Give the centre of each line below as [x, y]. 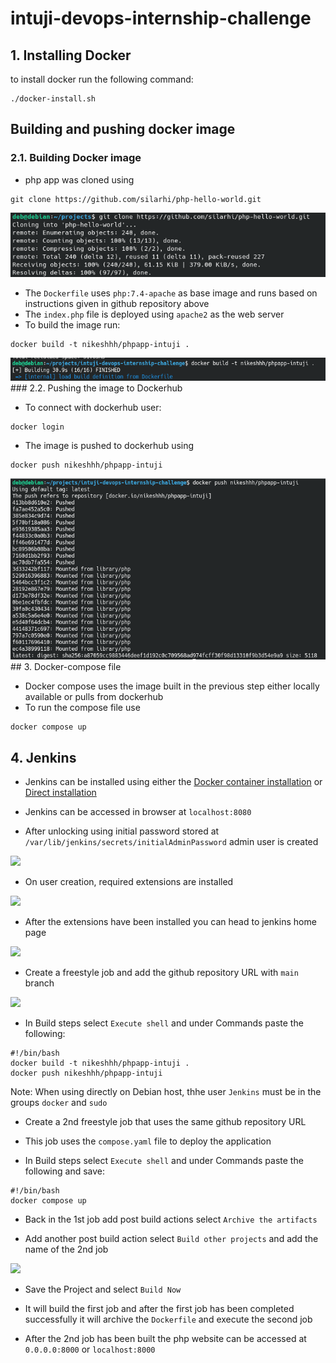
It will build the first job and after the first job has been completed [159, 1309]
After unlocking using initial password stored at [122, 831]
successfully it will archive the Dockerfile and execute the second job [168, 1319]
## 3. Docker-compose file [66, 667]
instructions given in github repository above [117, 303]
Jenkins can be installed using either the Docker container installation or [173, 782]
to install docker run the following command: [102, 79]
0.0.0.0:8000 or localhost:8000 [90, 1349]
